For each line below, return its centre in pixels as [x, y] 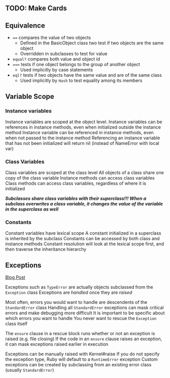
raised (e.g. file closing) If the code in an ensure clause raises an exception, [84, 339]
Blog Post [15, 278]
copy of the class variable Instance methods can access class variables [80, 178]
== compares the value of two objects [52, 38]
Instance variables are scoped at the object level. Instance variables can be [84, 122]
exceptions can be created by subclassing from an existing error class [78, 365]
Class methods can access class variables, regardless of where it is [76, 183]
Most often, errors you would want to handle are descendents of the [76, 302]
